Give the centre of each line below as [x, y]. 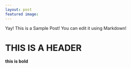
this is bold [17, 61]
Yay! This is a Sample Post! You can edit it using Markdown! [66, 28]
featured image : [22, 14]
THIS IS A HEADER [44, 48]
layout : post [19, 10]
